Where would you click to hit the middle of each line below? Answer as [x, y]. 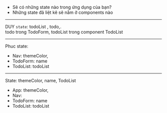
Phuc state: [17, 46]
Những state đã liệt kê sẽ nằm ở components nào [63, 12]
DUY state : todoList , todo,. [33, 27]
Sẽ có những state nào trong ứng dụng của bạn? [62, 7]
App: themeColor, [30, 90]
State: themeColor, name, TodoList [41, 81]
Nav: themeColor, [30, 56]
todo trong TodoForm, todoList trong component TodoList [64, 32]
